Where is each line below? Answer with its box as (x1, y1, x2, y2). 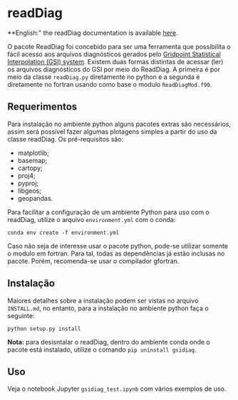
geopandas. (17, 194, 53, 202)
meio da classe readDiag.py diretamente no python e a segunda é (7, 73, 200, 81)
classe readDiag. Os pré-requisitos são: (7, 135, 124, 143)
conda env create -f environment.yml (7, 229, 120, 236)
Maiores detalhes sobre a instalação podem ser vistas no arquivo (7, 296, 199, 305)
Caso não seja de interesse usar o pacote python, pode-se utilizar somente (7, 241, 229, 250)
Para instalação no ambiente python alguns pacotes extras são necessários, (7, 120, 232, 128)
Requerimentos (7, 101, 78, 113)
